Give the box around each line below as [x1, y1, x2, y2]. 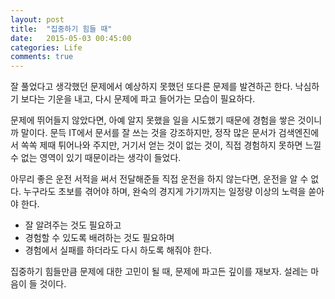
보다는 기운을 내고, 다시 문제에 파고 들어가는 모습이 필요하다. [20, 93, 256, 105]
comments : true [10, 52, 74, 62]
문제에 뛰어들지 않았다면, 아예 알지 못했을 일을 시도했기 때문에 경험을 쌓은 [10, 114, 296, 126]
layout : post [10, 14, 65, 25]
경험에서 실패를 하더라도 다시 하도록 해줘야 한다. [24, 244, 212, 256]
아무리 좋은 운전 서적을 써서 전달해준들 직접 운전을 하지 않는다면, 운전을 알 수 [10, 173, 309, 185]
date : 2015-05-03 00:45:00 [10, 33, 132, 43]
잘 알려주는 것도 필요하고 [24, 219, 122, 231]
